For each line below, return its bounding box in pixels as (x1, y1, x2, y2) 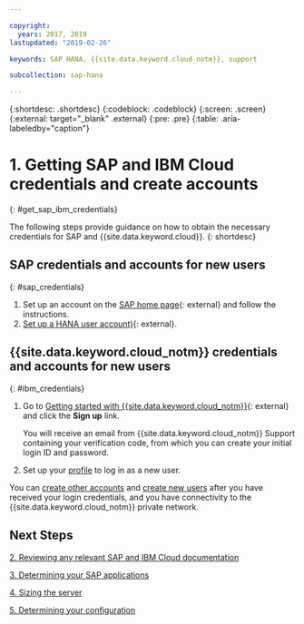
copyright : (9, 21, 51, 30)
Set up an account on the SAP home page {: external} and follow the (22, 298, 277, 309)
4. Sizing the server (9, 587, 83, 598)
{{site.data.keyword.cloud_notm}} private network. (9, 501, 200, 512)
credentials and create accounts (9, 174, 259, 195)
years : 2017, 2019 (17, 29, 88, 39)
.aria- (221, 113, 241, 124)
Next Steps (9, 528, 74, 543)
